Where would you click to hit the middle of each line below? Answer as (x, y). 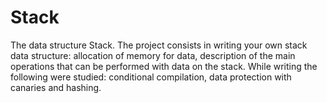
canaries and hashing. (56, 87)
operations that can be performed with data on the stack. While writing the (164, 66)
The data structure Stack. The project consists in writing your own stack (159, 45)
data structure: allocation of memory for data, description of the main (153, 55)
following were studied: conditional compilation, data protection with (151, 77)
